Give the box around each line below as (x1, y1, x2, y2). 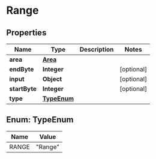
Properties (6, 28, 47, 38)
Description (79, 46, 114, 53)
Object (42, 75, 62, 83)
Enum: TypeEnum (6, 115, 74, 125)
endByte (9, 65, 34, 73)
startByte (9, 85, 37, 93)
